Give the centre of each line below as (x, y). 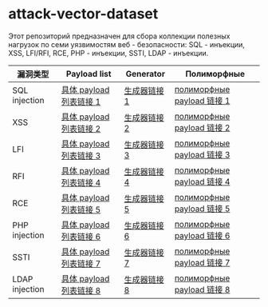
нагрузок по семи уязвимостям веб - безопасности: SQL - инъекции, (127, 44)
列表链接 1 (81, 102)
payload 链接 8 (202, 289)
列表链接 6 (81, 237)
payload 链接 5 (202, 209)
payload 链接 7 (202, 262)
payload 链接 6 (202, 235)
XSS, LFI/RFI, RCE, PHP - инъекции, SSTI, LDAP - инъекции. (108, 53)
